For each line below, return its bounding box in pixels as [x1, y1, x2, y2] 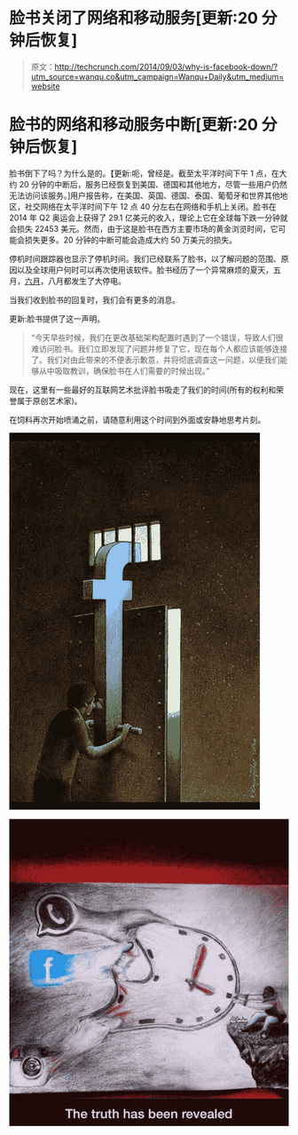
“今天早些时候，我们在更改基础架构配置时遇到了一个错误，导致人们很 [30, 332, 284, 343]
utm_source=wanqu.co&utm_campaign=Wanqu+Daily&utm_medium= [30, 71, 285, 82]
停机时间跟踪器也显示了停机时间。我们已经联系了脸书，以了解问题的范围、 [9, 253, 281, 264]
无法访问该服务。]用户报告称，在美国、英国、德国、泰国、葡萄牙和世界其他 [9, 190, 281, 201]
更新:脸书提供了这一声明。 [9, 313, 106, 324]
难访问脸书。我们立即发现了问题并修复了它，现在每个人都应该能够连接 [30, 343, 288, 353]
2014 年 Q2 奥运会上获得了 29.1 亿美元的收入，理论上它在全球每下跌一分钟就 [9, 212, 288, 223]
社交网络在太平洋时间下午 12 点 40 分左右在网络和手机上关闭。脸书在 [24, 201, 277, 211]
